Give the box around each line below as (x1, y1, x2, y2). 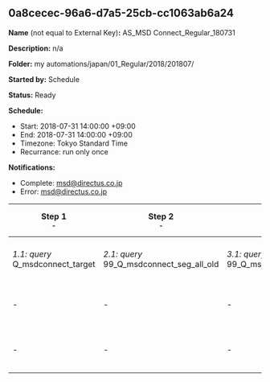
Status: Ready (8, 90, 56, 100)
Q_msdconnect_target (12, 258, 96, 269)
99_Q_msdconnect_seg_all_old (103, 258, 219, 269)
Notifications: (8, 162, 55, 172)
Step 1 (41, 211, 67, 222)
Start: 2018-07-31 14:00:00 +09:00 (19, 121, 137, 131)
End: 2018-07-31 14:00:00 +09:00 (19, 129, 133, 139)
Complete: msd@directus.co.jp (19, 178, 123, 187)
